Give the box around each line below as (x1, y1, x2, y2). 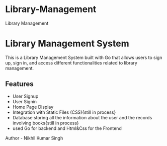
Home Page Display (12, 104, 54, 110)
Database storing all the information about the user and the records (12, 114, 152, 120)
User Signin (12, 98, 37, 104)
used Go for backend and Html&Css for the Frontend (12, 125, 122, 131)
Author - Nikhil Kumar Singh (5, 135, 63, 141)
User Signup (12, 93, 39, 99)
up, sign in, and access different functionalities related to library (5, 59, 137, 66)
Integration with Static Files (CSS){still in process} (12, 109, 116, 115)
